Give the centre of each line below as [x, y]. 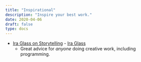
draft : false [19, 24]
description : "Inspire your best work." [49, 15]
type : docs [17, 29]
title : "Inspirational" [31, 10]
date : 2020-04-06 [24, 19]
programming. [35, 54]
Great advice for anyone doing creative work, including [78, 49]
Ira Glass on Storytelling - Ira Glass [49, 43]
